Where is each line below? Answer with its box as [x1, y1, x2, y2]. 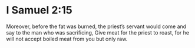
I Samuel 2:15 [6, 4, 72, 17]
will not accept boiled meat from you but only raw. [6, 35, 128, 42]
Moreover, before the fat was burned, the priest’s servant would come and [6, 23, 187, 30]
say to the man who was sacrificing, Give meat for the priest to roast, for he [6, 29, 190, 36]
